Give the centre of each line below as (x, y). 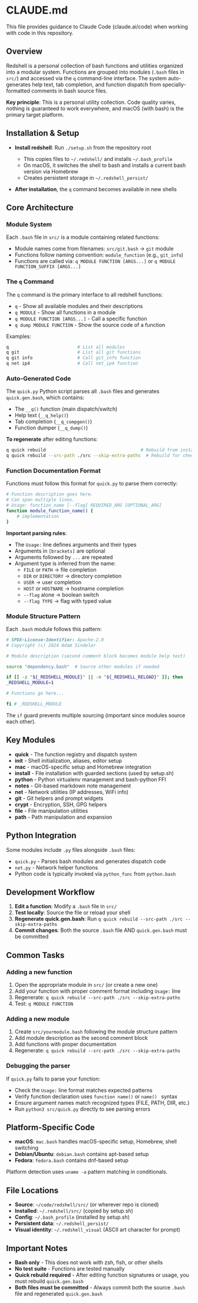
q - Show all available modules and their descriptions (79, 306)
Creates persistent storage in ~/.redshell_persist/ (86, 178)
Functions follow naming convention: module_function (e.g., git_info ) (99, 255)
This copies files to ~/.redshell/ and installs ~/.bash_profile (98, 159)
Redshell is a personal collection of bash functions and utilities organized (95, 65)
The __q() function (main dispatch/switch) (66, 409)
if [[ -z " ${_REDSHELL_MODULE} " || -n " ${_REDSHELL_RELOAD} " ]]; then (95, 677)
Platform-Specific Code (51, 1128)
